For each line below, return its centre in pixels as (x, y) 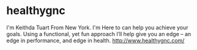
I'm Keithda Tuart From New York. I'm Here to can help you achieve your (97, 27)
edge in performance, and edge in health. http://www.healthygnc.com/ (95, 40)
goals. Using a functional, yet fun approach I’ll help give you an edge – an (99, 34)
